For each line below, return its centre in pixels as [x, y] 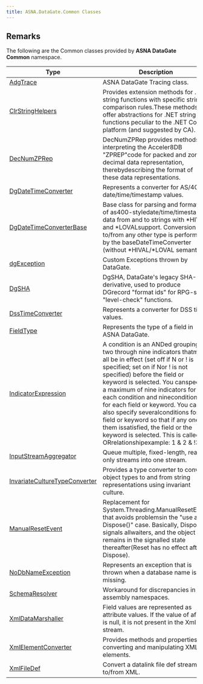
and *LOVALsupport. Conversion [149, 227]
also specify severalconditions [146, 413]
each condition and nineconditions [152, 398]
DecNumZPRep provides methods [151, 140]
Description [156, 72]
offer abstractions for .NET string [149, 115]
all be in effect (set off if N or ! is [148, 360]
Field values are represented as [147, 607]
